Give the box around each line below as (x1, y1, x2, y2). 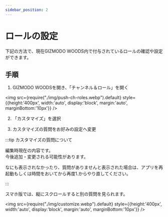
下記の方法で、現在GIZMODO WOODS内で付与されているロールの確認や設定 (5, 48, 163, 54)
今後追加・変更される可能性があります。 (5, 154, 89, 160)
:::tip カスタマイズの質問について (5, 137, 73, 143)
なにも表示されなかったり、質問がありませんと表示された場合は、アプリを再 (5, 164, 163, 170)
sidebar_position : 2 (5, 7, 49, 13)
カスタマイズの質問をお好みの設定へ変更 (12, 126, 96, 132)
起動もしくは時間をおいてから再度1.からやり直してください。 (5, 171, 131, 177)
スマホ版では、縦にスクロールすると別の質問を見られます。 (5, 191, 128, 197)
